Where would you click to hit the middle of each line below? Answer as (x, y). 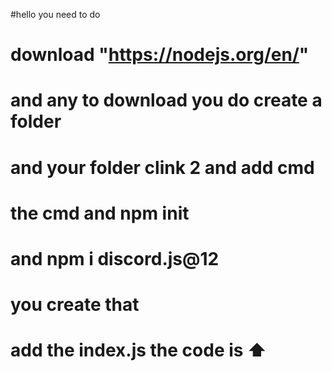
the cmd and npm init (100, 213)
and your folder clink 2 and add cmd (162, 167)
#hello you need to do (55, 14)
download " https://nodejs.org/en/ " (160, 55)
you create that (75, 305)
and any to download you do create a (166, 100)
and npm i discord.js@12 (115, 258)
